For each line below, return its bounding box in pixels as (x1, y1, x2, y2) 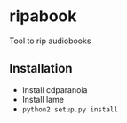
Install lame (21, 94, 65, 104)
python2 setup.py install (21, 104, 118, 114)
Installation (9, 61, 73, 76)
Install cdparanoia (21, 84, 88, 95)
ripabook (9, 6, 77, 27)
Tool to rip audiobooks (9, 35, 91, 46)
